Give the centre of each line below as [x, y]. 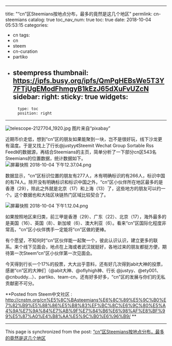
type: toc [28, 109]
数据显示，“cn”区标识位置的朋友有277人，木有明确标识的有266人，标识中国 [85, 175]
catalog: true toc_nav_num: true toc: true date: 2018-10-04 [90, 19]
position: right [35, 113]
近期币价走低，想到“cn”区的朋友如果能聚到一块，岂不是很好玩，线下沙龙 [82, 139]
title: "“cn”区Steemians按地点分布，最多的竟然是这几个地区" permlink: [79, 14]
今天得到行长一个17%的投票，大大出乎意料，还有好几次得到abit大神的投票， [85, 264]
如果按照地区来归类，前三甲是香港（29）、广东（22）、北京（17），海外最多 [84, 216]
